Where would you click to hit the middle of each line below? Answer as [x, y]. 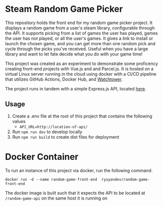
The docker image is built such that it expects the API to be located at [75, 193]
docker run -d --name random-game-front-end [51, 179]
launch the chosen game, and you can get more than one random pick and [80, 43]
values [19, 121]
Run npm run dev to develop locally [47, 132]
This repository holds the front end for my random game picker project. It [79, 23]
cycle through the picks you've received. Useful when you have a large [77, 49]
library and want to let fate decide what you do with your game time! [74, 54]
